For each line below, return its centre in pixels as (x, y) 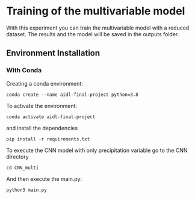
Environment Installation (53, 53)
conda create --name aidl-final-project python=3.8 (72, 95)
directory (17, 156)
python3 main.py (26, 190)
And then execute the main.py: (44, 178)
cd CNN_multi (23, 168)
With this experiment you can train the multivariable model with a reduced (98, 28)
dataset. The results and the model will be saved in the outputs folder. (93, 34)
